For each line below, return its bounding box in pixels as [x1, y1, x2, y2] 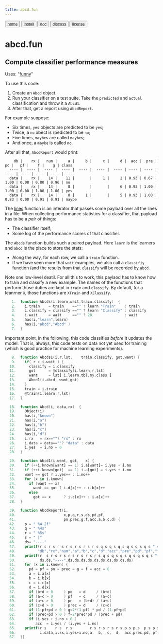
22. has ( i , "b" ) [9, 423, 47, 427]
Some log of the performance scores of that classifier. [12, 230, 120, 236]
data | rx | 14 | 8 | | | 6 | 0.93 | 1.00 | [9, 184, 158, 189]
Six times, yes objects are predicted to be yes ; [12, 124, 104, 130]
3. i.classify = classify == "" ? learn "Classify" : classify [11, 308, 147, 313]
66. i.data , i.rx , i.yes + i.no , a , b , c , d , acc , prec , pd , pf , [9, 630, 160, 635]
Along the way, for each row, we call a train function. [12, 254, 119, 260]
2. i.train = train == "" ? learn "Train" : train [11, 304, 140, 309]
